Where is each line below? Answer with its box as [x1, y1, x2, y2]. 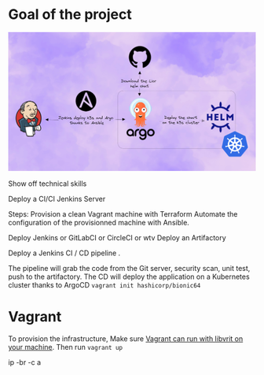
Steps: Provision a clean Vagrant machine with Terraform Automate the [8, 209, 238, 218]
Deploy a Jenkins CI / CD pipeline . [8, 248, 121, 258]
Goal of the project [8, 6, 132, 24]
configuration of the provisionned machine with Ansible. [8, 217, 190, 227]
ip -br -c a [8, 357, 42, 367]
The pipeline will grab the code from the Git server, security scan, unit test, [8, 263, 251, 273]
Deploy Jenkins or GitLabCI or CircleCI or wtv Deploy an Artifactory [8, 232, 226, 242]
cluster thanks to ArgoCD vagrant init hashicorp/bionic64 [8, 280, 201, 289]
